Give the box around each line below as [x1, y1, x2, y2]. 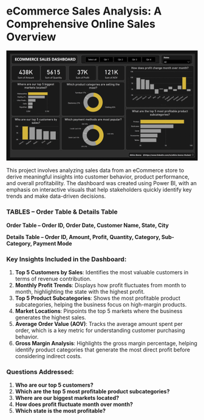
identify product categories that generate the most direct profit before [15, 346, 190, 353]
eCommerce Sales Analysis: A [6, 4, 162, 18]
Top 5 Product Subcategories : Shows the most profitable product [15, 294, 181, 302]
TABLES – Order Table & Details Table [6, 208, 118, 216]
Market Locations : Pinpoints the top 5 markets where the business [15, 307, 183, 314]
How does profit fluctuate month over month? [15, 401, 134, 408]
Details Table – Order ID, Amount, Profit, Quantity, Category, [6, 233, 161, 240]
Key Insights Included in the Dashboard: [6, 255, 127, 263]
